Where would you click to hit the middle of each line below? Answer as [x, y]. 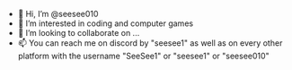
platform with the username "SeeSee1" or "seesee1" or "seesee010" [143, 56]
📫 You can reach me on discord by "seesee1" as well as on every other [150, 43]
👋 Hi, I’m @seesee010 [58, 14]
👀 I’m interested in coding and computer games [106, 23]
